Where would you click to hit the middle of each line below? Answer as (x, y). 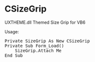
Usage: (12, 31)
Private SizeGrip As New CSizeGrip (47, 41)
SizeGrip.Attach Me (38, 50)
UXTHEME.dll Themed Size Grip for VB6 (45, 22)
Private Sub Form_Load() (34, 46)
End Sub (14, 55)
